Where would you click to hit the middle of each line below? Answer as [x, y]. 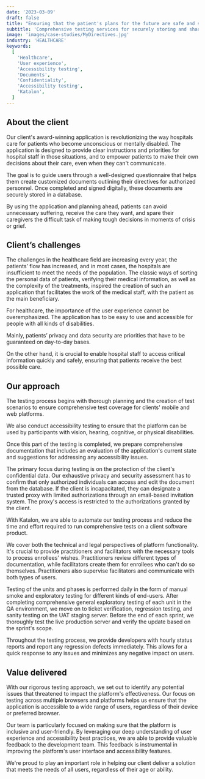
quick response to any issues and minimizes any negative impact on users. [100, 653]
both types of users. [32, 578]
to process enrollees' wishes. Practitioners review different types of [91, 558]
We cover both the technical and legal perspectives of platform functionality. [103, 545]
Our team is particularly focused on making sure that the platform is [91, 725]
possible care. [24, 367]
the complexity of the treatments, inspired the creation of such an [89, 286]
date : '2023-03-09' [31, 12]
